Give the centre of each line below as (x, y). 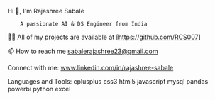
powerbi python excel (39, 89)
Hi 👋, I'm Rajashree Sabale (46, 11)
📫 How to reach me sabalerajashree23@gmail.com (83, 51)
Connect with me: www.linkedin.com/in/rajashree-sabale (90, 68)
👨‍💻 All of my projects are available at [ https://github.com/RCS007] (104, 37)
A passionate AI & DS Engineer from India (84, 24)
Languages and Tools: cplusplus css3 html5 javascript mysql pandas (108, 81)
